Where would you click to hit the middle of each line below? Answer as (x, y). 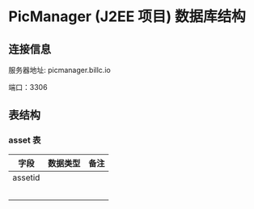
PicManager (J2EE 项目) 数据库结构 (127, 17)
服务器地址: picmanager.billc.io (59, 70)
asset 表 (25, 140)
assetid (26, 177)
